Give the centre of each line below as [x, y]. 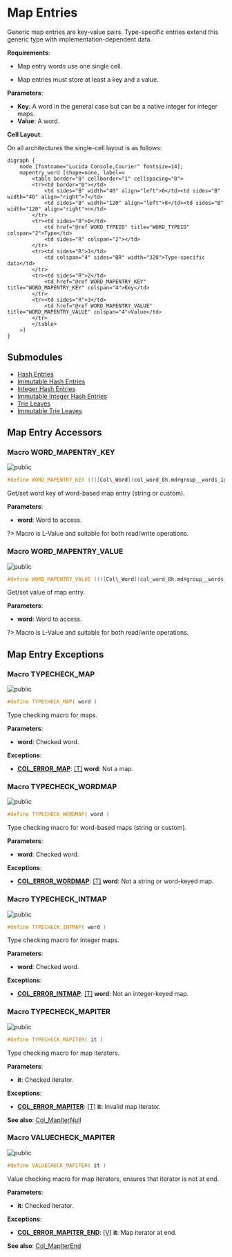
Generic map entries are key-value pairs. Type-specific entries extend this [113, 32]
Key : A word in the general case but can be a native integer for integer [117, 106]
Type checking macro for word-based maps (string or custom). [97, 828]
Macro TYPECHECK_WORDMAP [62, 786]
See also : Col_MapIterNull [44, 1120]
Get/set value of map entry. [46, 593]
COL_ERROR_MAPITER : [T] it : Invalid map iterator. [89, 1106]
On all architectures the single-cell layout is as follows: [85, 147]
